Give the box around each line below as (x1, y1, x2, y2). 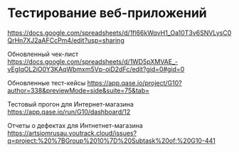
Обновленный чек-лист (7, 50, 79, 58)
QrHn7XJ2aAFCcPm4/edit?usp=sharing (7, 36, 124, 44)
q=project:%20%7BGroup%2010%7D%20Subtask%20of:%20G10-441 (7, 136, 216, 145)
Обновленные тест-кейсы (7, 78, 86, 87)
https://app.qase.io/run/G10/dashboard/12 (7, 107, 131, 116)
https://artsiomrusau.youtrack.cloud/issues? (7, 129, 137, 137)
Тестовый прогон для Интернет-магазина (7, 99, 134, 108)
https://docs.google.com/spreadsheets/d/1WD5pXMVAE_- (7, 57, 179, 65)
